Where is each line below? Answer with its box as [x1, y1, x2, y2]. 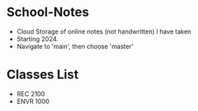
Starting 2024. [16, 34, 59, 43]
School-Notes [6, 4, 90, 20]
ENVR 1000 [16, 97, 50, 105]
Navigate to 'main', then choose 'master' [16, 42, 134, 50]
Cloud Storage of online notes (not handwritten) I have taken [16, 27, 192, 36]
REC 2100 [16, 89, 45, 98]
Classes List [6, 67, 79, 82]
